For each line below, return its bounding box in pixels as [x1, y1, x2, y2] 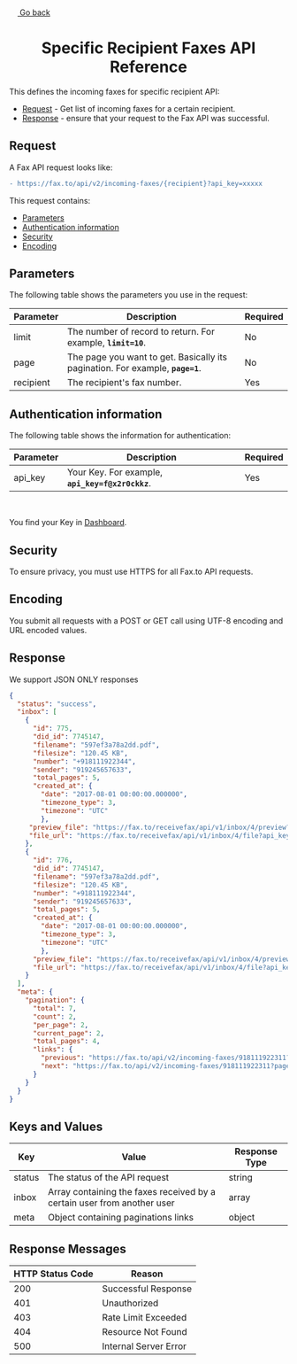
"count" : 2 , [32, 1012, 77, 1021]
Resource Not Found [102, 1326, 187, 1338]
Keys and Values [9, 1119, 103, 1134]
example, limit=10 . [66, 337, 146, 349]
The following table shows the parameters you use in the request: [9, 290, 248, 300]
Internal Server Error [102, 1340, 187, 1352]
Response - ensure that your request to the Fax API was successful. [21, 112, 270, 123]
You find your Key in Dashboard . [9, 517, 127, 528]
